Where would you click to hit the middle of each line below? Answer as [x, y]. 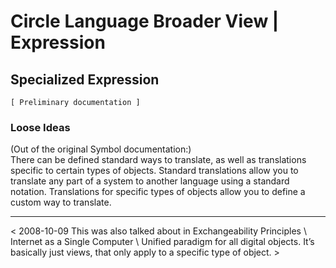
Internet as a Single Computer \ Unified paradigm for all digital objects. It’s [162, 242]
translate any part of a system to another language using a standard [150, 181]
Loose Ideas [40, 127]
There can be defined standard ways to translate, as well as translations [158, 160]
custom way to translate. [61, 202]
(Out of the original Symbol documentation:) [101, 149]
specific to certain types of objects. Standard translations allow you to [154, 171]
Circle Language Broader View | [145, 21]
